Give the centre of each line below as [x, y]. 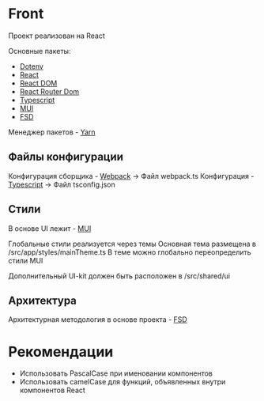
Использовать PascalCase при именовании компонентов [116, 373]
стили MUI [26, 260]
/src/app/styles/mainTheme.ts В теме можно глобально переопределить [130, 252]
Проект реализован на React [57, 36]
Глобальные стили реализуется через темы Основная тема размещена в [132, 244]
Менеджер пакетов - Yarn [52, 132]
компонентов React [52, 390]
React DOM [38, 83]
